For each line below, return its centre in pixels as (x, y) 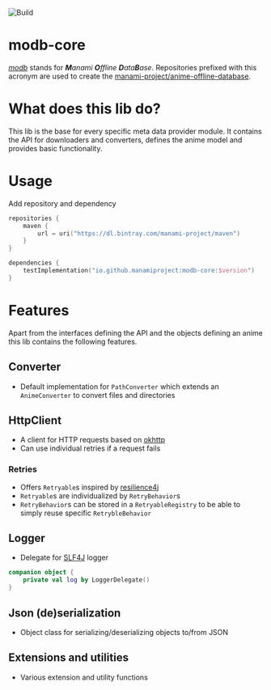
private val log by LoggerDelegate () (87, 580)
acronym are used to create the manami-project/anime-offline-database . (130, 76)
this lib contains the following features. (73, 341)
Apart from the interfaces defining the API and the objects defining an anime (135, 332)
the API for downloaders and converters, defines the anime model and (125, 140)
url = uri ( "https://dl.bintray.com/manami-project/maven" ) (139, 233)
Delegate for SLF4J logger (64, 557)
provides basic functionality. (55, 148)
